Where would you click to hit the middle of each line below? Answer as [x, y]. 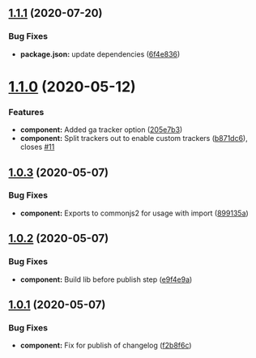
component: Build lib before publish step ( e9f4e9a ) [106, 279]
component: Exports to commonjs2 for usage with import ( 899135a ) [134, 213]
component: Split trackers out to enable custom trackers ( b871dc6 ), [134, 139]
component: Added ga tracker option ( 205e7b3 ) [101, 130]
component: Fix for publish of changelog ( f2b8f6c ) [106, 345]
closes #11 [37, 147]
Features [26, 112]
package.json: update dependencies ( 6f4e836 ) [100, 54]
